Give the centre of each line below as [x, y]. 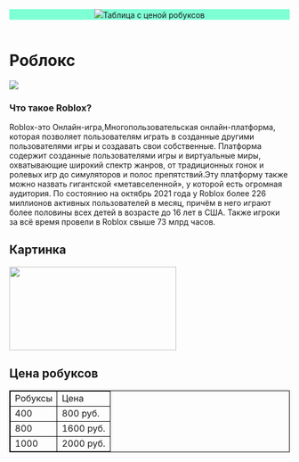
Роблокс [42, 61]
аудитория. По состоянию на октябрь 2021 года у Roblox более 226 [138, 194]
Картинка [38, 250]
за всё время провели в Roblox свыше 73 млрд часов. [113, 222]
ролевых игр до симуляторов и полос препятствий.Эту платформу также [149, 175]
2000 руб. [84, 443]
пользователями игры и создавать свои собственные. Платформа [136, 146]
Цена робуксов [54, 374]
